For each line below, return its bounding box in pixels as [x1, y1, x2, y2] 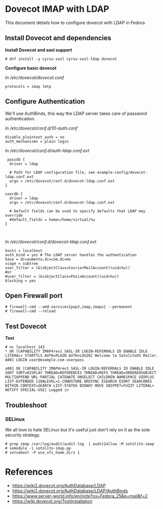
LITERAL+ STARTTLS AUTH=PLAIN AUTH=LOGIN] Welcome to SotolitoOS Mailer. [5, 353, 159, 358]
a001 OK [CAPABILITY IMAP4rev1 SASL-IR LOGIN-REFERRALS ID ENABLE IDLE [5, 366, 154, 371]
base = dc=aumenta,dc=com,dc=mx [5, 257, 71, 262]
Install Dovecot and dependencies [5, 34, 112, 42]
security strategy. [5, 432, 41, 438]
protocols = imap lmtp [5, 84, 51, 89]
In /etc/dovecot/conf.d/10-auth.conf [5, 125, 78, 131]
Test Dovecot [5, 322, 47, 330]
